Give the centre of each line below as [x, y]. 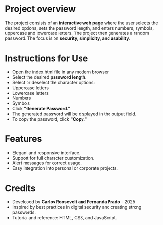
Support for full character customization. [53, 158]
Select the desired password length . [49, 77]
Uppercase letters [30, 88]
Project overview [41, 9]
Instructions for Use [47, 58]
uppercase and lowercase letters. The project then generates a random [77, 33]
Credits [20, 188]
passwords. [24, 212]
